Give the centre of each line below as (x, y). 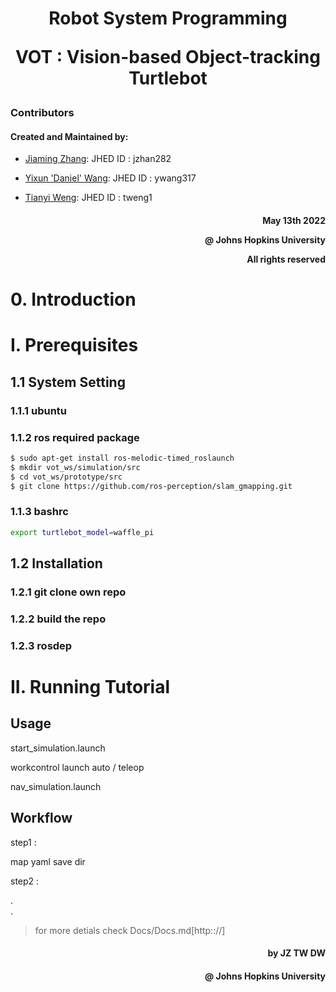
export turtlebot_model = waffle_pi (82, 532)
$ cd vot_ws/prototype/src (66, 477)
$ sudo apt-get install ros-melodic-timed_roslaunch (122, 458)
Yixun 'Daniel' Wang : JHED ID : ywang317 (110, 178)
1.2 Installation (56, 563)
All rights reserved (286, 259)
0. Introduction (73, 299)
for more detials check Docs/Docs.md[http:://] (130, 930)
